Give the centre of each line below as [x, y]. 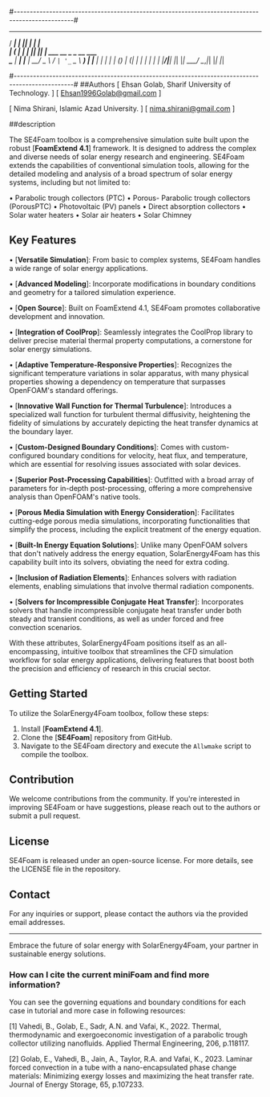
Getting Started [48, 694]
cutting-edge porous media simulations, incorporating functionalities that [130, 521]
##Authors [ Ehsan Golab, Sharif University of [155, 84]
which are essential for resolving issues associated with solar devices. [125, 464]
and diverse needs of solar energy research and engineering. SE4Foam [127, 157]
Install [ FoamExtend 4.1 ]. [62, 729]
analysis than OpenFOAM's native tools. [75, 497]
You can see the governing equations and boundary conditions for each [128, 1002]
